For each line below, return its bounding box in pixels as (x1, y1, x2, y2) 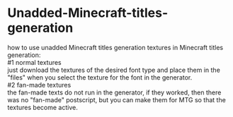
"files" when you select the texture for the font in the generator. (7, 73, 193, 82)
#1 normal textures (7, 58, 62, 66)
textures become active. (7, 103, 78, 111)
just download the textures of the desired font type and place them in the (7, 66, 221, 74)
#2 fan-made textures (7, 80, 72, 89)
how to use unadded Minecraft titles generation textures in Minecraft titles (7, 43, 224, 51)
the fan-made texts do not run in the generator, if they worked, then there (7, 88, 222, 97)
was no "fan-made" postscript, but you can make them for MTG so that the (7, 95, 227, 104)
